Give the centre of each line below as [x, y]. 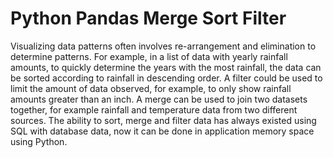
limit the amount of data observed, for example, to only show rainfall [151, 88]
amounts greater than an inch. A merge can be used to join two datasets [159, 99]
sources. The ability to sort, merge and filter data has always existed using [163, 120]
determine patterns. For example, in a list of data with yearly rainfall [149, 56]
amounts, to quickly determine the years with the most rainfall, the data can [166, 67]
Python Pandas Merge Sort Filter [148, 18]
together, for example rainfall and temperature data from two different [154, 109]
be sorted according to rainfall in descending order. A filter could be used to [166, 78]
